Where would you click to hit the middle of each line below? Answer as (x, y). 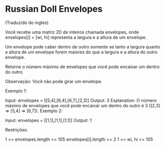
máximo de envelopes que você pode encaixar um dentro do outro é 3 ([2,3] (83, 105)
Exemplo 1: (16, 91)
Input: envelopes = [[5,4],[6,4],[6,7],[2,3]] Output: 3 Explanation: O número (81, 100)
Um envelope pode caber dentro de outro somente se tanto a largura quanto (82, 47)
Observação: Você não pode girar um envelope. (54, 81)
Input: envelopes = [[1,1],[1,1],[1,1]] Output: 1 (49, 120)
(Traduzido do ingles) (27, 23)
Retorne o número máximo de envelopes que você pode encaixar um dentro (82, 67)
